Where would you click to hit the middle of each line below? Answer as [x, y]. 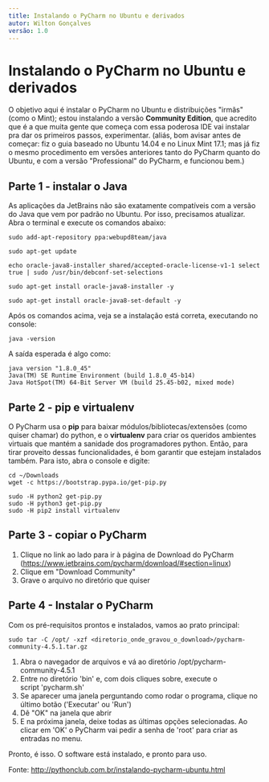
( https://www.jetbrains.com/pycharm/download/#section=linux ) [125, 563]
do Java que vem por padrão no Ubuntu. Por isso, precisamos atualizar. [127, 215]
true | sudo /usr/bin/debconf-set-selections [86, 273]
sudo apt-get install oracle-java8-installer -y [91, 287]
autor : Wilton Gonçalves [50, 23]
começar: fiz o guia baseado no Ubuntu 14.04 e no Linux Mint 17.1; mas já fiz [134, 144]
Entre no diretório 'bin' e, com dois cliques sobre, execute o [119, 678]
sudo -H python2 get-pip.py [55, 496]
